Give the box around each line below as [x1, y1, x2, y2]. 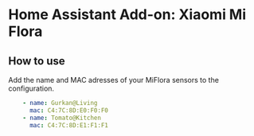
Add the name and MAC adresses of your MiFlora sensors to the [8, 76, 219, 84]
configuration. [8, 84, 54, 93]
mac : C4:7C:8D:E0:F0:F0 [29, 106, 109, 115]
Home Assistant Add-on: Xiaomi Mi [8, 6, 247, 24]
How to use [8, 54, 65, 68]
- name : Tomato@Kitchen [22, 114, 102, 122]
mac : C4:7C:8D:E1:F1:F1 [29, 121, 109, 129]
